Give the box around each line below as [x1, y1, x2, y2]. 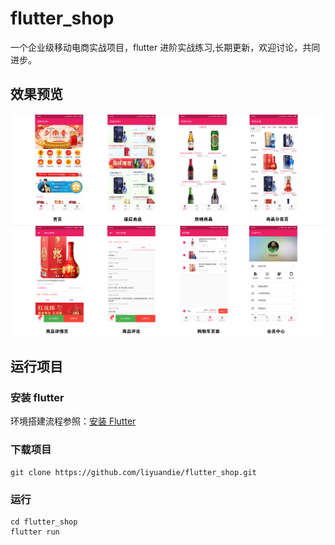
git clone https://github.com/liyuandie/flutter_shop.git [10, 467, 257, 477]
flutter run [10, 527, 60, 537]
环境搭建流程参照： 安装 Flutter [10, 415, 137, 427]
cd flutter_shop [10, 517, 78, 527]
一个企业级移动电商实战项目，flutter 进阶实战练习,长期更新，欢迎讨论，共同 [10, 41, 321, 53]
